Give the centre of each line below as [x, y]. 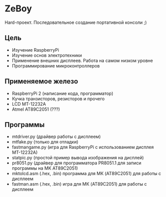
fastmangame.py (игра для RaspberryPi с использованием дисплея [83, 147]
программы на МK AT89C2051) [45, 168]
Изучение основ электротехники [47, 55]
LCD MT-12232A [29, 104]
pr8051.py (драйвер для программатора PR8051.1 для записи [77, 163]
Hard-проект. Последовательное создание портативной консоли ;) [76, 22]
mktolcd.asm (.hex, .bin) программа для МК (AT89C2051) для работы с [86, 174]
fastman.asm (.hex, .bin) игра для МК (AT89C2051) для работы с [79, 184]
